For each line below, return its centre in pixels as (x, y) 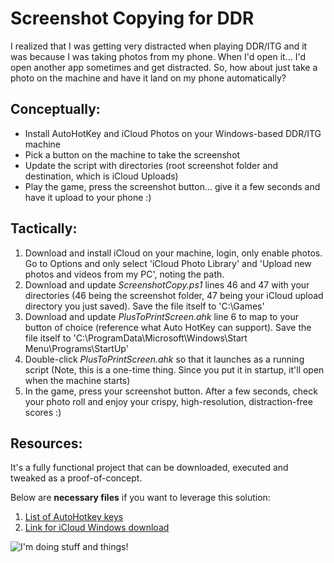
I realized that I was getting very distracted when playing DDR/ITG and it (159, 46)
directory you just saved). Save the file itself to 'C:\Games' (144, 306)
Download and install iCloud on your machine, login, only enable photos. (173, 253)
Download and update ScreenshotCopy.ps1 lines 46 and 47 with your (167, 284)
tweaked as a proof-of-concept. (76, 478)
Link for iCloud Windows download (97, 528)
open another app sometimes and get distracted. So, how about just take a (164, 67)
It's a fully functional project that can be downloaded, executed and (149, 468)
